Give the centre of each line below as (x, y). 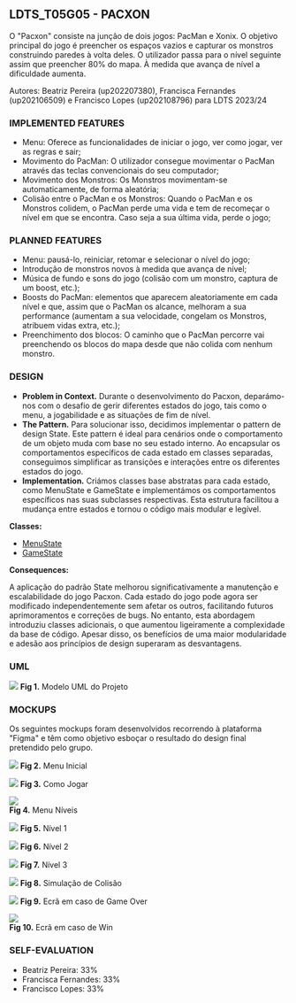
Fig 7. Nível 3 (44, 865)
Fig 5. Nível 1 (43, 829)
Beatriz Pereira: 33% (60, 969)
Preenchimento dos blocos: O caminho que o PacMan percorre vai (143, 335)
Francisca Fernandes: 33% (71, 979)
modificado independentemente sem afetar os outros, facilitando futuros (141, 606)
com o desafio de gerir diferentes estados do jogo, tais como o (152, 405)
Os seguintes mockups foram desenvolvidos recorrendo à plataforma (136, 729)
